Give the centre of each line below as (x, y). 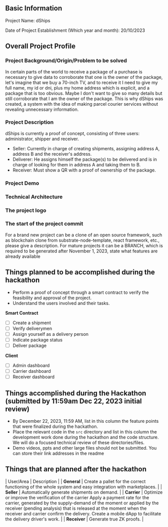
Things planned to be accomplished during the (80, 272)
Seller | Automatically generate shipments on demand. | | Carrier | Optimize (84, 492)
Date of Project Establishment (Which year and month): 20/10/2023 (75, 30)
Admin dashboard (31, 365)
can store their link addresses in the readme (58, 453)
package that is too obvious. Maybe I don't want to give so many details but (84, 93)
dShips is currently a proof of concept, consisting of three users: (72, 133)
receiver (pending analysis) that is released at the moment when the (76, 508)
